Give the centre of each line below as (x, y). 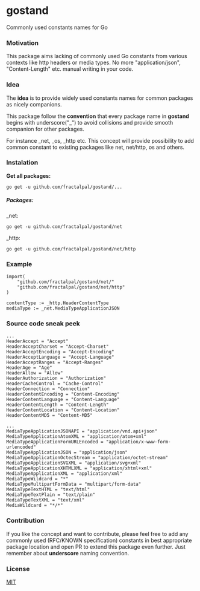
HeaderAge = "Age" (29, 368)
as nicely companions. (34, 104)
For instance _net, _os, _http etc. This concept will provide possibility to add (100, 140)
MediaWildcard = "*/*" (35, 506)
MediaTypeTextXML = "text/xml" (45, 500)
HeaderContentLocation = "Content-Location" (63, 410)
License (18, 569)
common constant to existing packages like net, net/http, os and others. (95, 147)
